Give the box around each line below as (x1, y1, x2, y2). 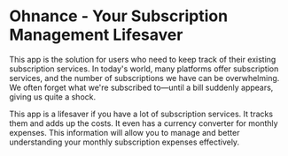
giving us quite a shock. (9, 91, 96, 102)
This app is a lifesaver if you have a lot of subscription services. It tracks (9, 108, 273, 119)
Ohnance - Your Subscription (9, 6, 229, 26)
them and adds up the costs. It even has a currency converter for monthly (9, 117, 278, 129)
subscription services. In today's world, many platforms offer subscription (9, 63, 279, 74)
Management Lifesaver (9, 25, 183, 45)
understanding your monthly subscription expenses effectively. (9, 137, 240, 147)
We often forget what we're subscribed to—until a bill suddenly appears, (9, 82, 274, 93)
